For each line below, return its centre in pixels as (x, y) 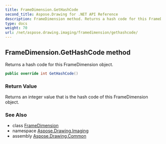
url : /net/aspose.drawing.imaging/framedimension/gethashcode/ (72, 33)
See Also (16, 115)
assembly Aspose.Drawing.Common (49, 136)
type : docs (16, 23)
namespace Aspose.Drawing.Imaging (50, 131)
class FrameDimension (35, 126)
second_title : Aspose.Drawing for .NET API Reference (62, 14)
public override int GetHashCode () (42, 73)
